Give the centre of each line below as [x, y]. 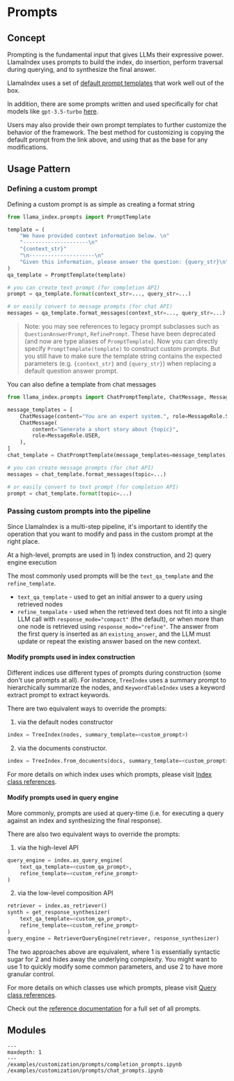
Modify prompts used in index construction [71, 657]
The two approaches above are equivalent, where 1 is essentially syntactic [114, 952]
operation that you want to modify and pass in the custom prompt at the [110, 534]
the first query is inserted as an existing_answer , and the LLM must [114, 634]
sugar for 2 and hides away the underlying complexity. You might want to [112, 959]
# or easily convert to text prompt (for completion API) [93, 487]
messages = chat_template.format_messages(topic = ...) [87, 474]
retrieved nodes [40, 604]
